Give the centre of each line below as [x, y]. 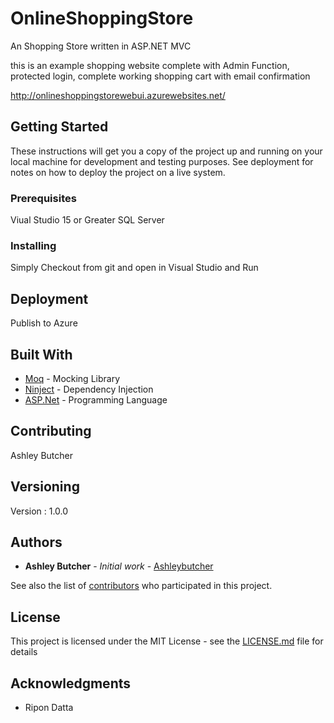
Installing [33, 245]
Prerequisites [43, 198]
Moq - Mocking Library [72, 378]
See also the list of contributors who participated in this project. [141, 586]
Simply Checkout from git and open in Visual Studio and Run [134, 268]
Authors [36, 542]
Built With [41, 354]
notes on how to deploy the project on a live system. [118, 172]
